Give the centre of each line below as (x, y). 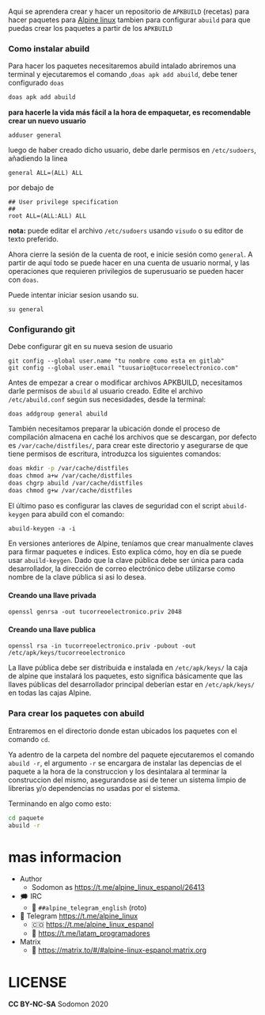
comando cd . (29, 739)
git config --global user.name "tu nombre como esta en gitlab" (116, 361)
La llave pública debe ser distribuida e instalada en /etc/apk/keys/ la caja (128, 667)
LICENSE (38, 982)
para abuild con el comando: (78, 514)
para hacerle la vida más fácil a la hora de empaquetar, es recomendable (130, 112)
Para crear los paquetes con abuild (76, 713)
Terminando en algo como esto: (60, 804)
